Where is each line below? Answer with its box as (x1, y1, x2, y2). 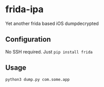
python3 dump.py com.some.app (5, 77, 70, 82)
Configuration (5, 35, 51, 44)
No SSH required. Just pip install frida (5, 48, 93, 54)
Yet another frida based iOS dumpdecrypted (5, 20, 99, 26)
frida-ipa (5, 4, 44, 15)
